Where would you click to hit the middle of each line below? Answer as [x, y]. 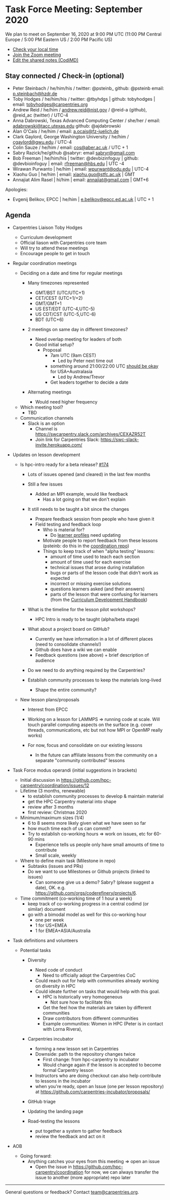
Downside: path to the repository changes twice [85, 1054]
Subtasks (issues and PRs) [55, 866]
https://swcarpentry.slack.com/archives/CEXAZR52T [90, 434]
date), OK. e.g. [50, 888]
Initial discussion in [40, 780]
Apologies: [16, 189]
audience [45, 660]
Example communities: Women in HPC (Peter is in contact [103, 1023]
